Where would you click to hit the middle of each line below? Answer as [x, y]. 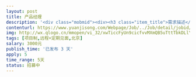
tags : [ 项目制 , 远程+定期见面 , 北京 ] [44, 38]
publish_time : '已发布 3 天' [40, 49]
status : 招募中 [23, 65]
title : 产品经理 [24, 17]
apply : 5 [17, 54]
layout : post [22, 11]
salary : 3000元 [24, 44]
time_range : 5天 [25, 60]
